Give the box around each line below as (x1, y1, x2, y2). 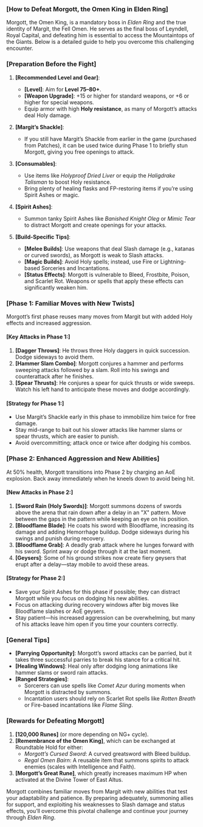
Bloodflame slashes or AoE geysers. (15, 607, 106, 615)
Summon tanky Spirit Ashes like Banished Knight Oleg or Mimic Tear (24, 215, 196, 222)
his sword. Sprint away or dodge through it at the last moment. (15, 548, 172, 555)
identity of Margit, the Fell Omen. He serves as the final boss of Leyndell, (6, 25, 189, 32)
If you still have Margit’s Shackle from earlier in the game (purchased (24, 135, 196, 142)
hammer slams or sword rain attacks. (15, 669, 108, 676)
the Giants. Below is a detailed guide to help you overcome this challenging (6, 38, 194, 46)
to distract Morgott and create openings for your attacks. (24, 221, 167, 229)
